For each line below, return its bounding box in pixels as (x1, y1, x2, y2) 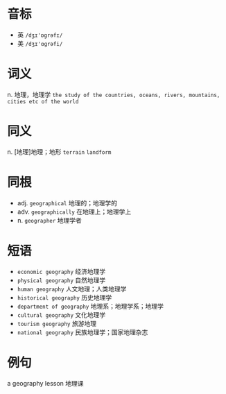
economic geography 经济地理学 (17, 267, 106, 275)
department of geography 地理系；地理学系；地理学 (17, 302, 164, 310)
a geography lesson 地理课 (7, 379, 85, 387)
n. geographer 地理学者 (17, 216, 82, 224)
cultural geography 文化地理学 (17, 310, 106, 319)
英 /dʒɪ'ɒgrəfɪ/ (17, 31, 63, 39)
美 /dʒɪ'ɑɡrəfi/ (17, 39, 63, 47)
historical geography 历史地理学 (17, 293, 112, 302)
